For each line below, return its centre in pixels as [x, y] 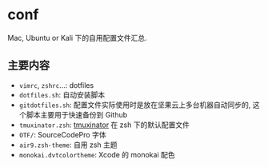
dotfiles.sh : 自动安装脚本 [62, 94]
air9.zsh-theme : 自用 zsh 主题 [68, 145]
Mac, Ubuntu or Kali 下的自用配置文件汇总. [77, 38]
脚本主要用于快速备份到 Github [77, 114]
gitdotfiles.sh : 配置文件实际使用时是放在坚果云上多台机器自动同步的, [135, 105]
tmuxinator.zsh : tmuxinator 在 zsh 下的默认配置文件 [104, 125]
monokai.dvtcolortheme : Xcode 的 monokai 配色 [97, 154]
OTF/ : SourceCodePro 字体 [62, 134]
